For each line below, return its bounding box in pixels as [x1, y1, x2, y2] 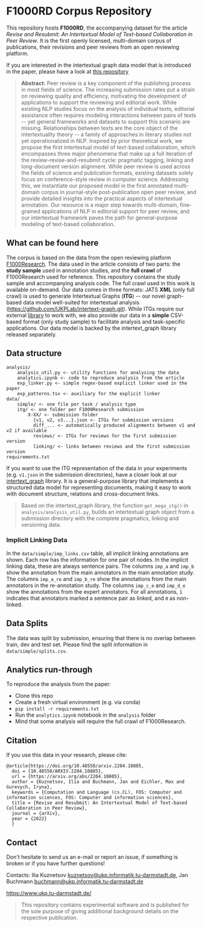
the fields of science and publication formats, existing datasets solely [21, 169, 194, 176]
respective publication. [21, 914, 78, 922]
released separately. [6, 330, 57, 338]
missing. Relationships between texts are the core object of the [21, 124, 178, 131]
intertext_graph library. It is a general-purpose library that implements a [6, 477, 184, 485]
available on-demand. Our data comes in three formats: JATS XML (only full [6, 286, 195, 293]
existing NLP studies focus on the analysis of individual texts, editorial [21, 105, 195, 112]
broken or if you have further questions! [6, 860, 106, 867]
